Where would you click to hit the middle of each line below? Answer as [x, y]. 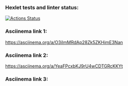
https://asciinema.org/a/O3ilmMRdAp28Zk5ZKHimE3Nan [64, 42]
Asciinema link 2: [27, 55]
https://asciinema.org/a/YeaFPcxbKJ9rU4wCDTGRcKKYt [64, 66]
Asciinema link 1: [26, 31]
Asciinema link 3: [27, 79]
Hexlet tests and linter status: [42, 7]
